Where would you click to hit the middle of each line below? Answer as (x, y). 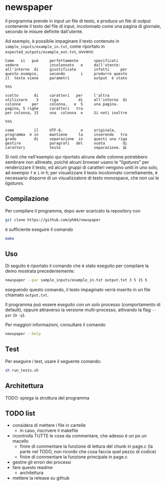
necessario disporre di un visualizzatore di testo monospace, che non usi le (82, 178)
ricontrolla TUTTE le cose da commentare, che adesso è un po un (80, 436)
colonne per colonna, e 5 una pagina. (62, 104)
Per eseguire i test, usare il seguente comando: (53, 361)
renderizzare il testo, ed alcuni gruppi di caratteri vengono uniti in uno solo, (82, 167)
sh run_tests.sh (22, 370)
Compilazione (27, 199)
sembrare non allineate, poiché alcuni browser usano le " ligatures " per (77, 162)
